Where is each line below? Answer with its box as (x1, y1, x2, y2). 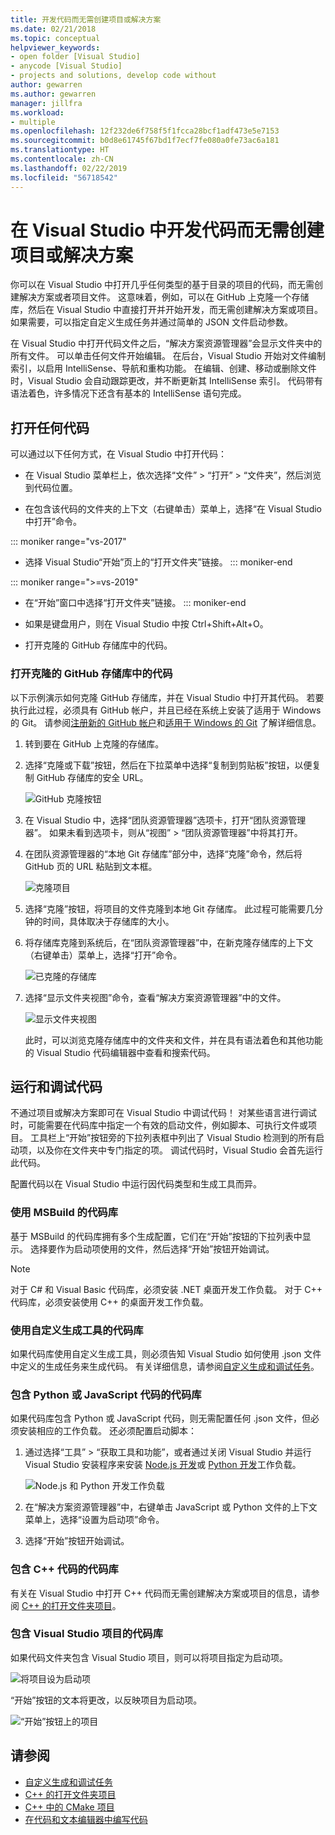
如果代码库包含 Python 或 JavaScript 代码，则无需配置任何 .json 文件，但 (10, 1412, 311, 1425)
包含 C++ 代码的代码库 (10, 1562, 119, 1576)
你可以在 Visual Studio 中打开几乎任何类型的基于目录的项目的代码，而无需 (10, 279, 315, 291)
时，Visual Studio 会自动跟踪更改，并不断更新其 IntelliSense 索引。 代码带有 (10, 375, 323, 387)
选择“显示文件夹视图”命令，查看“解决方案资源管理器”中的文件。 (24, 991, 287, 1003)
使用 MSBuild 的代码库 (10, 1206, 119, 1220)
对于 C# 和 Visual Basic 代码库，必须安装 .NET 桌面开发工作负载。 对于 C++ (10, 1283, 323, 1295)
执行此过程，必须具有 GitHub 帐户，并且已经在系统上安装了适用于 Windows (10, 704, 322, 716)
